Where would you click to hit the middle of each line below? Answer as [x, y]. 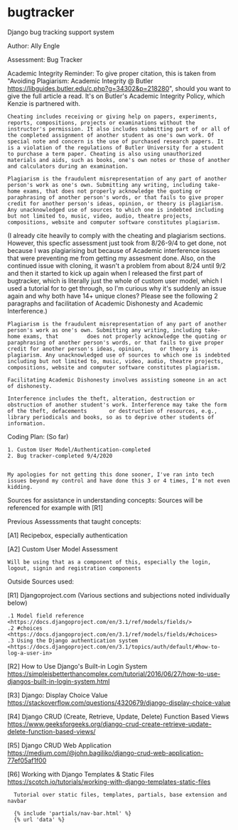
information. [27, 424]
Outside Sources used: [41, 581]
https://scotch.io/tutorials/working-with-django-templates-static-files [109, 782]
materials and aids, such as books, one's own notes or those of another [119, 160]
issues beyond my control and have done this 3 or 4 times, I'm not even [119, 480]
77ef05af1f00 [27, 760]
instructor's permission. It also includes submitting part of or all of [119, 129]
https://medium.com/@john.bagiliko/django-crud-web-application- [106, 753]
